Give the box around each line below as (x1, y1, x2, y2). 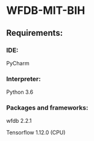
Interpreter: (6, 74, 41, 83)
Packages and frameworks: (6, 103, 89, 112)
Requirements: (6, 28, 63, 38)
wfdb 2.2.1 (6, 117, 32, 125)
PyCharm (6, 59, 30, 67)
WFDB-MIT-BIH (6, 4, 86, 18)
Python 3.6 (6, 88, 34, 96)
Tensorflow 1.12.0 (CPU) (6, 129, 66, 136)
